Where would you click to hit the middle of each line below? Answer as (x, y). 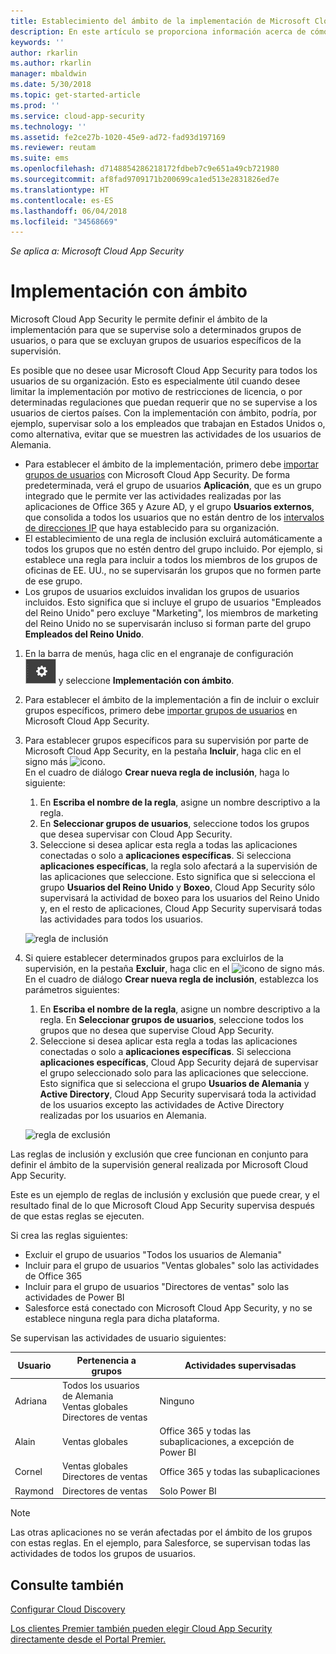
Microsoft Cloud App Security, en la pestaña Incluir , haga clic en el (163, 751)
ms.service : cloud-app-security (77, 116)
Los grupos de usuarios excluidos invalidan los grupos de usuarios (162, 592)
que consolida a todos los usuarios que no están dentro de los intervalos (174, 517)
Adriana (31, 1401)
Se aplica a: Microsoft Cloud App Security (97, 251)
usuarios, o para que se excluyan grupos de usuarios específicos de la (156, 341)
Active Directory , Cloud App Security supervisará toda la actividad (178, 1094)
